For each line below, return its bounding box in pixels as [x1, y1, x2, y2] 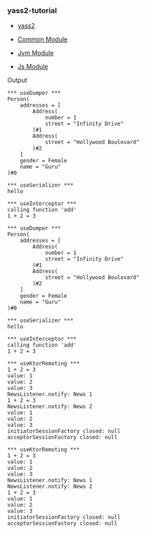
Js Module [17, 63, 48, 71]
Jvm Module [17, 48, 54, 58]
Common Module [17, 35, 68, 44]
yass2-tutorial [7, 6, 58, 15]
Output [7, 76, 27, 84]
